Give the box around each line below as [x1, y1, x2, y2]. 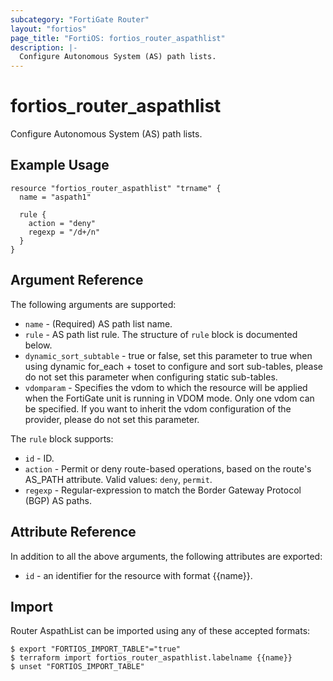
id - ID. [24, 452, 55, 464]
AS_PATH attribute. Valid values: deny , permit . [24, 473, 213, 485]
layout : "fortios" [10, 24, 87, 34]
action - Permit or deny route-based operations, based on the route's [24, 462, 312, 475]
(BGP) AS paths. [24, 494, 92, 506]
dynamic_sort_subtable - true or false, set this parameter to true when [24, 349, 313, 361]
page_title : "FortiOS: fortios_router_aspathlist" [10, 33, 226, 43]
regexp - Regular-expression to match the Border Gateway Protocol [24, 484, 302, 496]
